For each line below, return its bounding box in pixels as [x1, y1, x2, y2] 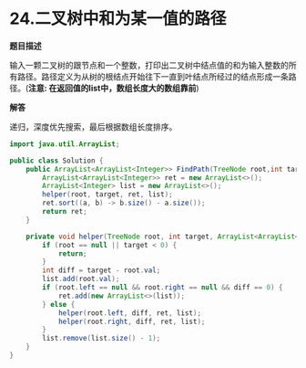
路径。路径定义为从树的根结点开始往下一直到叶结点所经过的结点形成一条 [16, 70, 289, 82]
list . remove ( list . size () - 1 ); [42, 334, 161, 343]
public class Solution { [9, 156, 104, 165]
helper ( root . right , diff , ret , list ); [57, 317, 206, 326]
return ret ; [42, 207, 88, 216]
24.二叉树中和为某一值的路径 [9, 8, 227, 29]
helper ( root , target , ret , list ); [42, 190, 173, 199]
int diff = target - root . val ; [42, 266, 161, 275]
